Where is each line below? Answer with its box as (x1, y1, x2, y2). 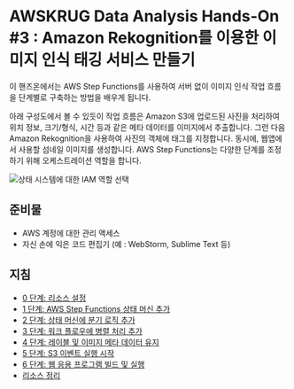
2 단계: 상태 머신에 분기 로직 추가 (21, 315, 135, 325)
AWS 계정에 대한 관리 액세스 (21, 228, 120, 238)
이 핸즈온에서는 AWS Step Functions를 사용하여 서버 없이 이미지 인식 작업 (9, 81, 266, 91)
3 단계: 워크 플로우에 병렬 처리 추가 (21, 325, 143, 336)
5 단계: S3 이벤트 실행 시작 (21, 347, 115, 358)
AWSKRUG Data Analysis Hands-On (9, 6, 280, 27)
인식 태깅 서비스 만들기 (41, 51, 196, 70)
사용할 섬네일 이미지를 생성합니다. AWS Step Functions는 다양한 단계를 (18, 144, 266, 154)
